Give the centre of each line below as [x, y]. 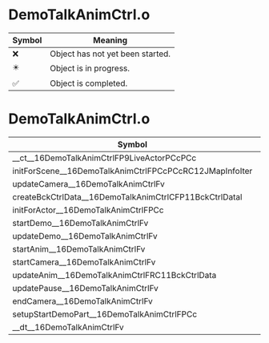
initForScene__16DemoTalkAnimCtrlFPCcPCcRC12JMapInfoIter [132, 171]
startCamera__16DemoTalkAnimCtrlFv [84, 262]
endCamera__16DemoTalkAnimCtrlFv [83, 301]
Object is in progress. [90, 68]
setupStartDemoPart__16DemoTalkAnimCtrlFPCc [105, 314]
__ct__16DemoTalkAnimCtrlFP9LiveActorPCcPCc [104, 158]
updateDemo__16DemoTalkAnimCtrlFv [85, 236]
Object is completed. [88, 83]
